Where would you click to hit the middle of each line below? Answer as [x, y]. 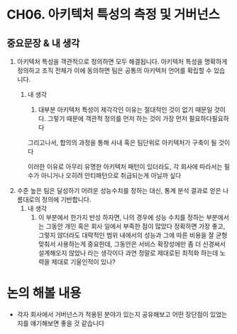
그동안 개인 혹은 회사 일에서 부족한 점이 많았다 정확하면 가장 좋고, [136, 226]
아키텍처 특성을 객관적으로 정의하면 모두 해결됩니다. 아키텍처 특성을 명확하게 [122, 62]
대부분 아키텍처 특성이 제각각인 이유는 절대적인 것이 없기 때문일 [125, 110]
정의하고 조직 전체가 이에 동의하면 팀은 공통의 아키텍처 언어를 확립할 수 [114, 71]
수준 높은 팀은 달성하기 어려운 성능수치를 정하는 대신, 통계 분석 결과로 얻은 [119, 191]
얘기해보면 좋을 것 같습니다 [67, 323]
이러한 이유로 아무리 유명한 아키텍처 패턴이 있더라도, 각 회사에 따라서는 [125, 167]
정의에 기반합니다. [66, 199]
